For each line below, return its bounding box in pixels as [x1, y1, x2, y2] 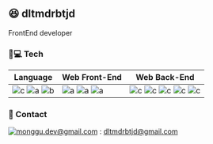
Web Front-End [62, 72, 123, 83]
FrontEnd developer [8, 28, 73, 37]
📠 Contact [8, 109, 48, 120]
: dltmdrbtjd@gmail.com [99, 127, 178, 136]
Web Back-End [135, 72, 195, 83]
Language [13, 72, 53, 83]
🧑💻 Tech [8, 48, 44, 59]
